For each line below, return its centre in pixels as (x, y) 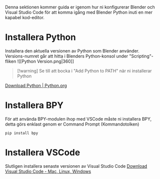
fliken (11, 61)
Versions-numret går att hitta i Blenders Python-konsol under (67, 56)
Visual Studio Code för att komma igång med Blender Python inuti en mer (79, 12)
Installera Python (41, 38)
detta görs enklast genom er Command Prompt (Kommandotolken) (72, 124)
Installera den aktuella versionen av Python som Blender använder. (72, 51)
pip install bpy (22, 133)
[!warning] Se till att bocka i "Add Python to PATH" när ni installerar (84, 71)
